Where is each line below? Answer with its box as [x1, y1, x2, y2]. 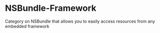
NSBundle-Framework [5, 3, 97, 14]
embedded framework [5, 23, 50, 29]
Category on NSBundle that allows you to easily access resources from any [5, 18, 156, 24]
